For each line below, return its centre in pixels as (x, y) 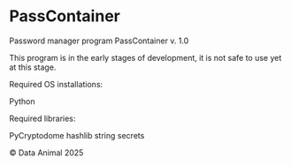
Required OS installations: (56, 84)
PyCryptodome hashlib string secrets (77, 135)
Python (22, 101)
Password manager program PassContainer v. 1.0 (99, 41)
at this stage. (33, 67)
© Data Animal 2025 (46, 153)
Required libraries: (42, 118)
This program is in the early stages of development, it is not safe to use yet (145, 57)
